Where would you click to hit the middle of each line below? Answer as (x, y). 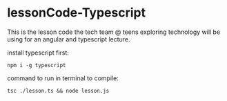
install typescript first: (38, 53)
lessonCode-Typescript (77, 13)
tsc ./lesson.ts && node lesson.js (58, 91)
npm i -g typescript (37, 65)
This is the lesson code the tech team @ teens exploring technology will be (114, 32)
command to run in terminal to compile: (63, 78)
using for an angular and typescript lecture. (69, 39)
